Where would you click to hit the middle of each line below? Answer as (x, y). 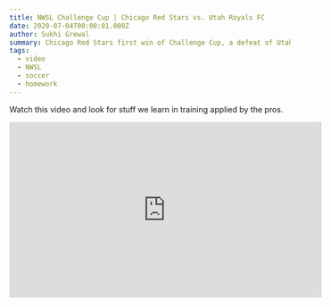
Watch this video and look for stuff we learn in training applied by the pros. (146, 109)
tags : (19, 51)
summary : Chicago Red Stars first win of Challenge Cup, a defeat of (141, 42)
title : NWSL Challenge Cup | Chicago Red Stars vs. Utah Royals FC (137, 17)
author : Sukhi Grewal (50, 34)
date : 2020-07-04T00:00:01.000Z (69, 26)
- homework (37, 84)
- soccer (33, 76)
